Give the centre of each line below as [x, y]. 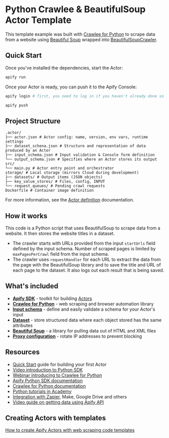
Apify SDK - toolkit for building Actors [52, 298]
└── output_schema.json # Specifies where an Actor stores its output [81, 159]
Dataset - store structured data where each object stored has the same [87, 320]
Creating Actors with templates [56, 418]
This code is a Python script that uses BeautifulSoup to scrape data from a [83, 228]
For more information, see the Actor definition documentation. [70, 200]
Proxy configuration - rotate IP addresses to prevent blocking [77, 336]
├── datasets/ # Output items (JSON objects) [54, 177]
